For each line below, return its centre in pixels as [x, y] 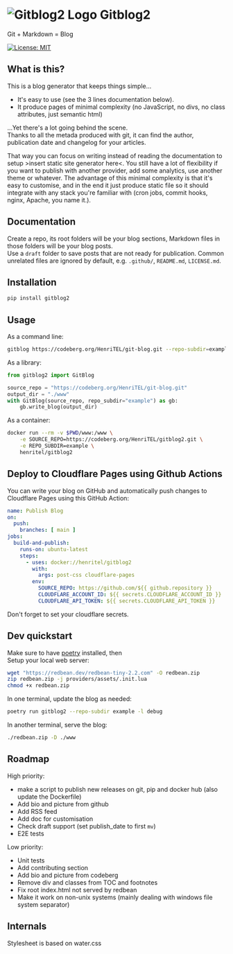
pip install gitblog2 [38, 298]
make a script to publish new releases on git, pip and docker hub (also [118, 789]
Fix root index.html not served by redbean [77, 890]
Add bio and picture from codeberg [68, 875]
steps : [29, 556]
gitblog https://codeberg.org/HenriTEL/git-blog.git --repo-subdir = [108, 349]
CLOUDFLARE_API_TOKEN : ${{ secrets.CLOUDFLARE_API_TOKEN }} [127, 601]
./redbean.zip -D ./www [42, 738]
